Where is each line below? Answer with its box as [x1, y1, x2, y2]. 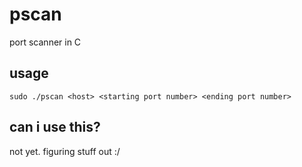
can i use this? [9, 119, 101, 136]
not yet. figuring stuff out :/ [9, 145, 121, 157]
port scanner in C [9, 36, 82, 48]
